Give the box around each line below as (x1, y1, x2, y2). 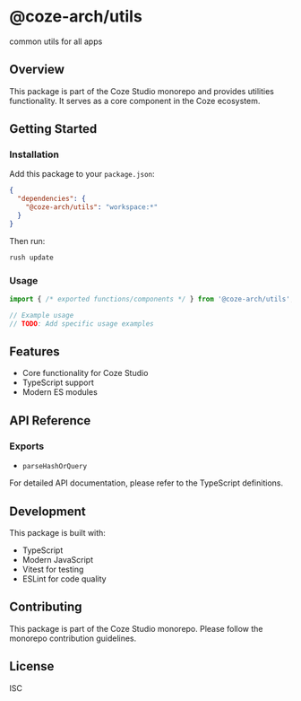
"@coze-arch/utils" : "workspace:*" (25, 203, 159, 212)
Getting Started (9, 121, 98, 136)
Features (9, 344, 60, 359)
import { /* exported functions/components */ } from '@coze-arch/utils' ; (9, 294, 295, 303)
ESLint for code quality (21, 573, 107, 584)
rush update (9, 253, 54, 262)
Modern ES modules (21, 387, 99, 398)
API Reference (9, 413, 91, 428)
